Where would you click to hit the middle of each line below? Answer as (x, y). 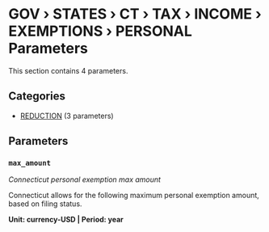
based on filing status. (45, 204)
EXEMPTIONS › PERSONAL (100, 31)
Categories (37, 97)
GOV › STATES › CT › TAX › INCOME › (135, 14)
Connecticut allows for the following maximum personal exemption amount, (134, 196)
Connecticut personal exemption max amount (85, 179)
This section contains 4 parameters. (68, 70)
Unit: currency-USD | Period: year (66, 220)
